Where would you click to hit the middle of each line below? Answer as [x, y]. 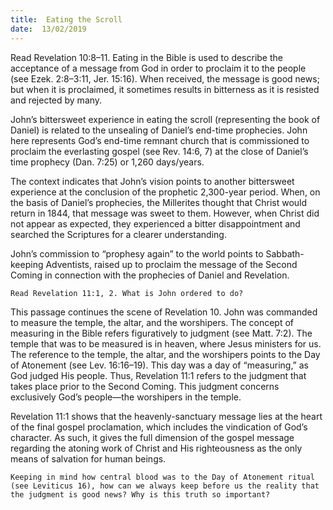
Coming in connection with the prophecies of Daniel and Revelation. [150, 275]
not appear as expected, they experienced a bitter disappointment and [155, 223]
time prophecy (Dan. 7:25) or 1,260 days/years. [107, 162]
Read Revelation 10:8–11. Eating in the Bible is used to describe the [146, 57]
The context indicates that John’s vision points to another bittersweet [152, 181]
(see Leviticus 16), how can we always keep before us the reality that [165, 486]
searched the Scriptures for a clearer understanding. [118, 234]
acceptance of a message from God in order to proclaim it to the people [158, 68]
